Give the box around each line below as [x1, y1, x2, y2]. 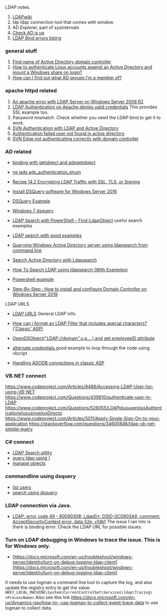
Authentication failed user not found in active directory [12, 130, 125, 136]
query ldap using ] [12, 455, 50, 461]
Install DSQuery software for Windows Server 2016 [12, 188, 117, 194]
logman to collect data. [5, 605, 52, 611]
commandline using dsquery [5, 473, 76, 480]
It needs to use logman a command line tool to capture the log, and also [5, 580, 153, 586]
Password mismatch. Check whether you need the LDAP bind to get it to [12, 114, 161, 120]
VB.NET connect [5, 372, 46, 379]
